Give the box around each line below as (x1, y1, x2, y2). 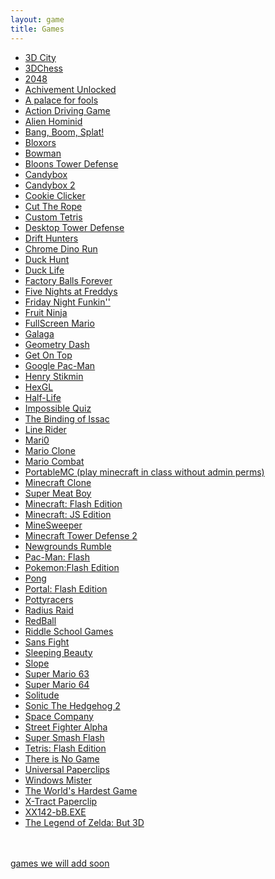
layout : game (10, 14, 65, 25)
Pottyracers (24, 593, 74, 605)
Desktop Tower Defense (24, 221, 125, 233)
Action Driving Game (24, 104, 111, 116)
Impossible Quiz (24, 402, 92, 414)
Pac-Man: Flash (24, 551, 90, 563)
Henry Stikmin (24, 370, 84, 382)
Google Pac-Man (24, 359, 96, 371)
